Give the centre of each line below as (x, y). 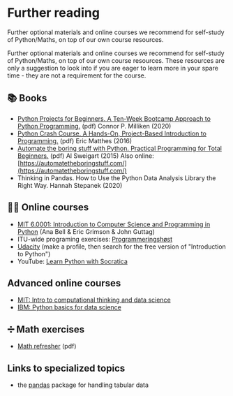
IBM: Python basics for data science (69, 307)
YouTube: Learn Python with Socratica (72, 261)
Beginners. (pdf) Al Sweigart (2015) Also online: (86, 156)
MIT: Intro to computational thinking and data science (94, 300)
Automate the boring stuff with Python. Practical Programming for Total (119, 148)
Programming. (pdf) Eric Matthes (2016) (75, 140)
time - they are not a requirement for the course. (77, 75)
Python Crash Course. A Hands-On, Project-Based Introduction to (112, 133)
